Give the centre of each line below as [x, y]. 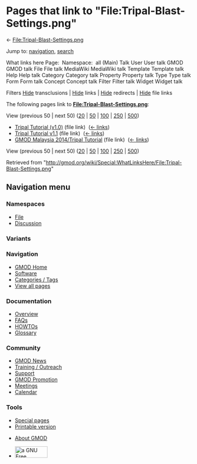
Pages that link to [50, 11]
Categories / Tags [36, 279]
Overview [26, 314]
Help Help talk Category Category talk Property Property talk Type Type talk [98, 75]
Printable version [35, 426]
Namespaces [26, 204]
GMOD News [30, 361]
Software [26, 273]
